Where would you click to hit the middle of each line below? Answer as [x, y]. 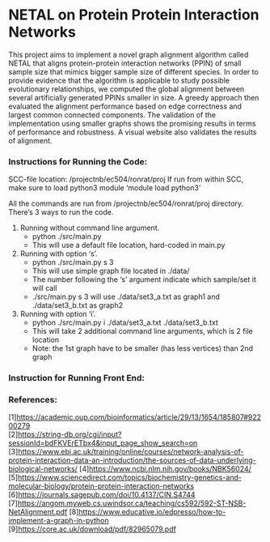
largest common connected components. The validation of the [112, 114]
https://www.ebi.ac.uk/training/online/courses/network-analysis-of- [131, 452]
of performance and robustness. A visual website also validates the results [133, 132]
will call [44, 288]
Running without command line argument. [90, 228]
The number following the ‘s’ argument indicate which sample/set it [144, 280]
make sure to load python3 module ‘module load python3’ [105, 188]
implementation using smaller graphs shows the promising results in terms [132, 123]
